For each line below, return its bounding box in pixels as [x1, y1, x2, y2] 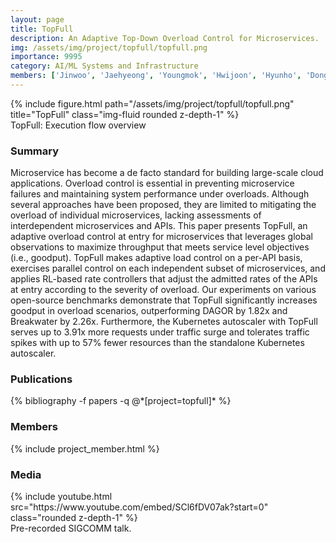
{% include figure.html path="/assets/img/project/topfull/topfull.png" [10, 97, 295, 110]
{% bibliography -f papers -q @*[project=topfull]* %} [10, 395, 232, 407]
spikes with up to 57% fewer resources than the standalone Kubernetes [10, 337, 305, 349]
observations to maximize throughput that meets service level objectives [10, 241, 310, 253]
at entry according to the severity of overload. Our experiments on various [10, 284, 317, 296]
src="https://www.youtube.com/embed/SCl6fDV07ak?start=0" [10, 501, 269, 513]
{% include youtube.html [10, 491, 113, 503]
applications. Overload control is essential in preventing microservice [10, 177, 295, 190]
